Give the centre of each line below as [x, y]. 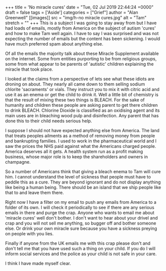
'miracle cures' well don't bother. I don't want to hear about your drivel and [82, 218]
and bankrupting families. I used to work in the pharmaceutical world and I [81, 141]
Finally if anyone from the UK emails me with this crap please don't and [78, 243]
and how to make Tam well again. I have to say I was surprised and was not [82, 33]
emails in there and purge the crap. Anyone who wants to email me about [80, 213]
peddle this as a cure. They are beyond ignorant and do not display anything [83, 182]
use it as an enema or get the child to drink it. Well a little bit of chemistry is [82, 94]
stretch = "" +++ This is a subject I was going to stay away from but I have [81, 23]
